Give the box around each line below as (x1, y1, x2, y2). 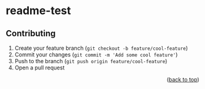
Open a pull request (14, 64, 65, 71)
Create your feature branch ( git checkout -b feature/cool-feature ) (14, 44, 188, 52)
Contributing (6, 28, 56, 39)
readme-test (6, 4, 71, 18)
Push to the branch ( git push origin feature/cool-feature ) (14, 58, 168, 64)
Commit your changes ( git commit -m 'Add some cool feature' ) (14, 51, 178, 58)
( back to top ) (166, 76, 199, 83)
